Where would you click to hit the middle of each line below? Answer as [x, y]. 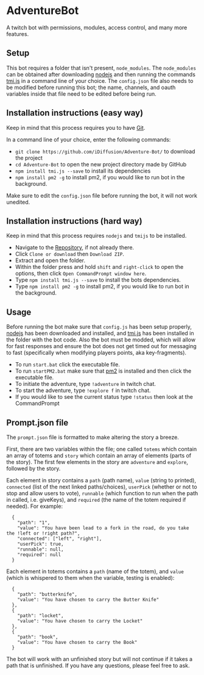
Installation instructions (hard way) [74, 221]
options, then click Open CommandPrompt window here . [81, 273]
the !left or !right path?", [43, 534]
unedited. [18, 202]
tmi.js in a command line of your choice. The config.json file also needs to [100, 80]
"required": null [39, 555]
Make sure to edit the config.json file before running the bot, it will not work [102, 195]
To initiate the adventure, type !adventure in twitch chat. [86, 384]
